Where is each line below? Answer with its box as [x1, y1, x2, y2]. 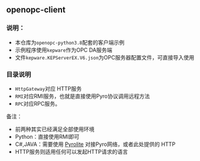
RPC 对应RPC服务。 [14, 100, 61, 107]
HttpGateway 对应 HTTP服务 [14, 85, 82, 92]
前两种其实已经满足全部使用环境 [14, 126, 95, 133]
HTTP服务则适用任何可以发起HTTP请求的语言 [14, 148, 128, 155]
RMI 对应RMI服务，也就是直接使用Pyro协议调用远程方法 [14, 93, 150, 100]
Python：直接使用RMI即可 [14, 133, 80, 140]
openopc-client [6, 5, 66, 15]
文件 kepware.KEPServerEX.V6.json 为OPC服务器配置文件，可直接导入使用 [14, 53, 195, 61]
